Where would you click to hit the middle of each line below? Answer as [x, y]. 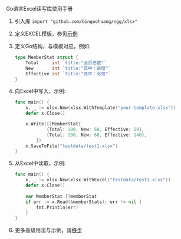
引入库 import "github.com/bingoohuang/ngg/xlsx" [76, 21]
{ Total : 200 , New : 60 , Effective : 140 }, [97, 135]
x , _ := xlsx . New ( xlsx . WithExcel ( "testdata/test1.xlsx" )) [98, 180]
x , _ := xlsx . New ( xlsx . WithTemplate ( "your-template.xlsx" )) [101, 108]
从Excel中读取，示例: [40, 163]
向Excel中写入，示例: [40, 91]
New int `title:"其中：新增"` [68, 68]
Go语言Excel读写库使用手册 [40, 9]
